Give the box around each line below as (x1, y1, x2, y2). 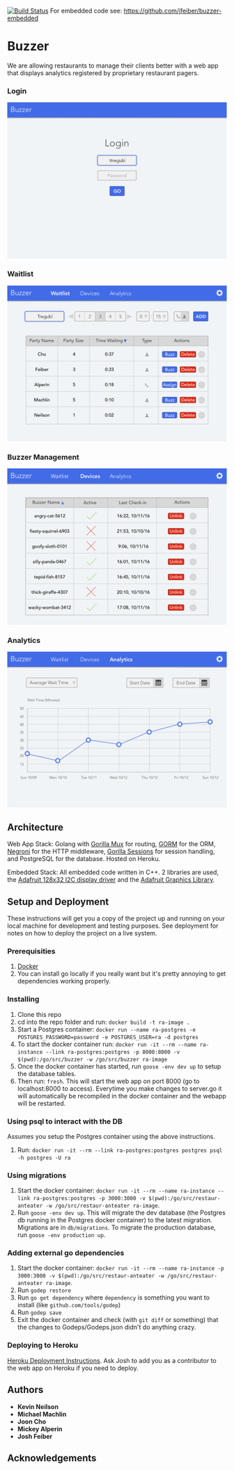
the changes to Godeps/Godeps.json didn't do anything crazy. (17, 1323, 196, 1332)
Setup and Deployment (7, 896, 109, 908)
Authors (7, 1384, 44, 1396)
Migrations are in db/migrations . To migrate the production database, (17, 1223, 216, 1232)
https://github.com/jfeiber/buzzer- (123, 7, 222, 15)
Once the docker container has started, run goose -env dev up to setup (17, 1062, 221, 1071)
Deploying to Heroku (7, 1341, 79, 1351)
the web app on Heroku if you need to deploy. (7, 1364, 139, 1372)
